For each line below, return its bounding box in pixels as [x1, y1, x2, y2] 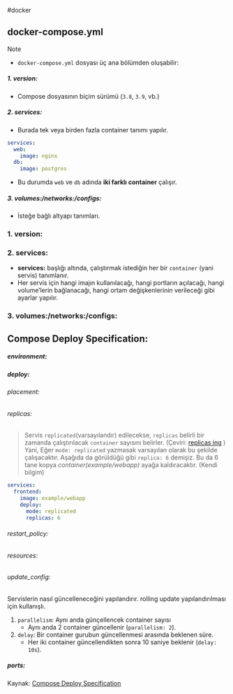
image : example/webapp [20, 494, 86, 501]
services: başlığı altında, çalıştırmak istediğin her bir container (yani [17, 264, 214, 272]
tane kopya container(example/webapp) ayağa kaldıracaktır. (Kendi [24, 461, 218, 469]
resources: [7, 551, 38, 560]
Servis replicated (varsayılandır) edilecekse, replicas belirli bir [24, 431, 204, 440]
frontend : [13, 488, 42, 496]
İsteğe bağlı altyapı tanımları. [17, 211, 100, 220]
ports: [7, 661, 26, 669]
